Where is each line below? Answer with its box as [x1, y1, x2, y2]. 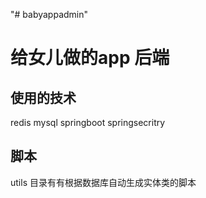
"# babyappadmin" [10, 9, 89, 20]
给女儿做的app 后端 [10, 47, 170, 69]
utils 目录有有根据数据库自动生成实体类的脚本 [10, 176, 197, 188]
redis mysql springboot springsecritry [10, 117, 166, 128]
